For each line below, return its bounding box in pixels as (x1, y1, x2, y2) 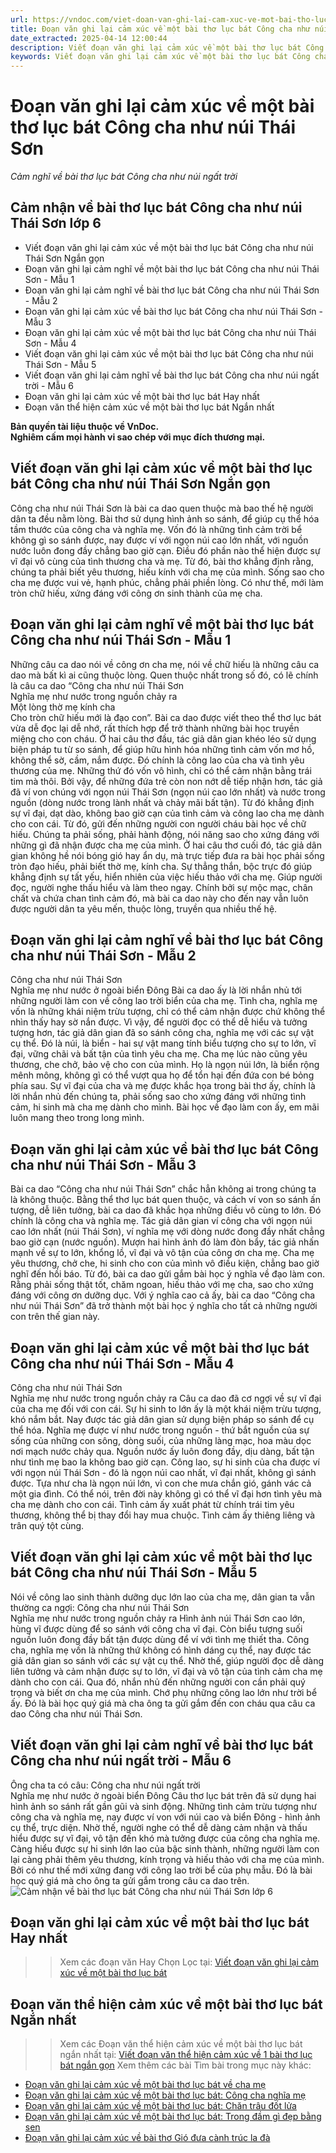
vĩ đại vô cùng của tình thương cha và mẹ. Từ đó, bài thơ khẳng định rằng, (10, 555, 314, 567)
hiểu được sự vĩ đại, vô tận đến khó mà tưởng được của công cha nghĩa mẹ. (10, 1832, 321, 1844)
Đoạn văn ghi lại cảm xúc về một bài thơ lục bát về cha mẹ (24, 2079, 267, 2091)
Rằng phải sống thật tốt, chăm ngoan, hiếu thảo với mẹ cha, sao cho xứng (10, 1279, 314, 1291)
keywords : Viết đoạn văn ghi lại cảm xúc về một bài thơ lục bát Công (10, 52, 311, 62)
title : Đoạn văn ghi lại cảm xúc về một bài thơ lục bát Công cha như (10, 24, 311, 34)
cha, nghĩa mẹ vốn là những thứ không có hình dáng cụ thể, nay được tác (10, 1644, 312, 1656)
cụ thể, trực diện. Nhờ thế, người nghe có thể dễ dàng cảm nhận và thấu (10, 1821, 308, 1833)
